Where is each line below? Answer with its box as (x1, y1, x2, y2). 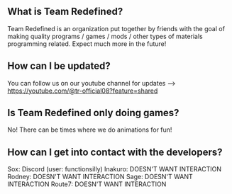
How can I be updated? (7, 60, 111, 72)
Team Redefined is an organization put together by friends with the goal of (7, 24, 226, 33)
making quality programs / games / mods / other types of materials (7, 32, 204, 40)
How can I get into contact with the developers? (7, 146, 223, 158)
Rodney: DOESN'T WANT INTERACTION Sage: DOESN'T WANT (7, 173, 193, 181)
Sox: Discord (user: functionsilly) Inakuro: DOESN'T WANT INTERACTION (7, 165, 222, 173)
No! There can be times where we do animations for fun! (7, 125, 172, 134)
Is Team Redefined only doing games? (7, 107, 179, 119)
